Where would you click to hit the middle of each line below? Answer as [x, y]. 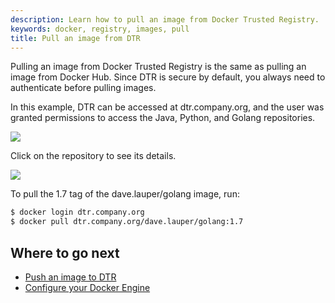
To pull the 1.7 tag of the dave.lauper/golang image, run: [125, 194]
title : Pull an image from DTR [75, 38]
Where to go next [65, 252]
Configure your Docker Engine [87, 287]
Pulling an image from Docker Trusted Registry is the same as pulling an [158, 67]
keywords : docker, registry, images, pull [100, 29]
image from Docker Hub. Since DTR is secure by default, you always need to [168, 77]
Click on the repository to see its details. [93, 156]
